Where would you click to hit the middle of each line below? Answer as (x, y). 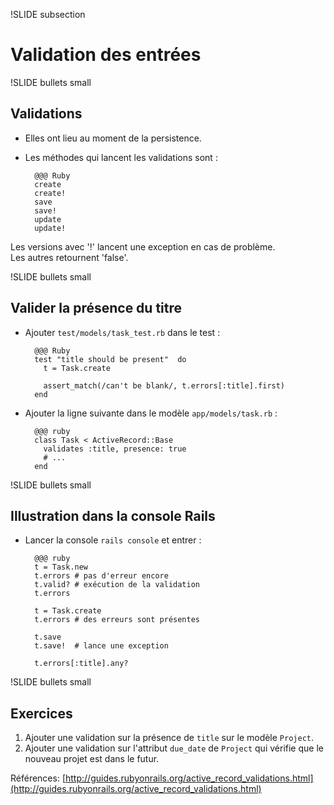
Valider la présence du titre (96, 308)
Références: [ (38, 778)
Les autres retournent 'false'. (69, 257)
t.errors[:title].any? (81, 664)
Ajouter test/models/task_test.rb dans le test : (122, 332)
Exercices (41, 713)
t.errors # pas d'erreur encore (101, 576)
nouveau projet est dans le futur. (92, 759)
